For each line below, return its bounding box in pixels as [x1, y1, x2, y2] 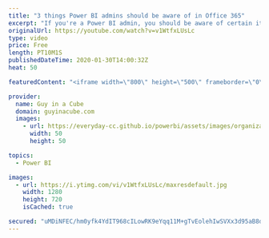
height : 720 [22, 196, 62, 204]
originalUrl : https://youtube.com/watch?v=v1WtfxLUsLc [8, 26, 195, 34]
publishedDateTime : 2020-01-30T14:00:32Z [8, 57, 149, 65]
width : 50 [29, 129, 62, 138]
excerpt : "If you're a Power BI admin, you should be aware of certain [8, 19, 252, 27]
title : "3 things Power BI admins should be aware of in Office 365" [8, 11, 246, 20]
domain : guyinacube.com [15, 107, 94, 116]
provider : [8, 93, 42, 101]
